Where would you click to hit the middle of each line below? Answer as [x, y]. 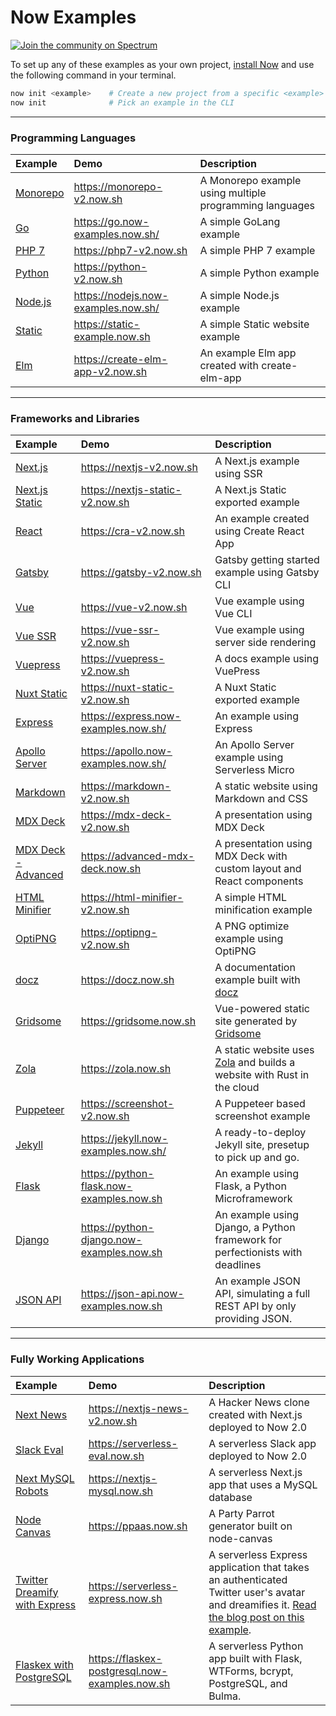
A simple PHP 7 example [257, 250]
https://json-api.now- [132, 1294]
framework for [248, 1240]
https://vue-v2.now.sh [134, 608]
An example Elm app [248, 353]
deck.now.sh [111, 869]
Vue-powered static [262, 1009]
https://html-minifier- [132, 898]
